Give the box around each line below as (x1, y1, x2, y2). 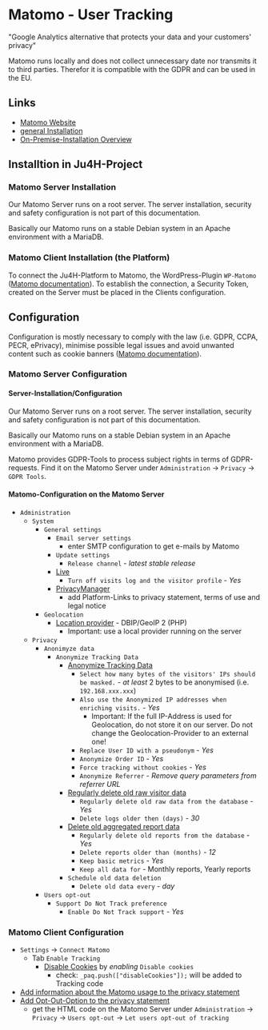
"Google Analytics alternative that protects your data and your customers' (8, 32, 252, 42)
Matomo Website (19, 118, 76, 127)
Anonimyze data (43, 645, 94, 653)
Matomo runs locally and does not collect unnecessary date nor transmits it (8, 56, 258, 66)
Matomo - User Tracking (8, 6, 174, 24)
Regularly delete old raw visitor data (67, 788, 186, 797)
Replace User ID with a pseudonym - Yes (79, 745, 214, 755)
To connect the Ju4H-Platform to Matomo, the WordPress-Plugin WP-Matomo (8, 270, 257, 280)
